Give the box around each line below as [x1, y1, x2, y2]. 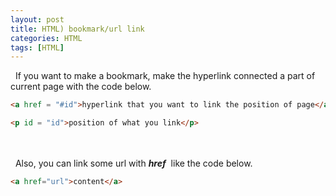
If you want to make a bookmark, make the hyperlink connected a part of [14, 70, 316, 82]
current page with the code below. [10, 81, 152, 93]
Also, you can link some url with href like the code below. [14, 157, 253, 169]
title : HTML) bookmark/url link [10, 24, 145, 34]
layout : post [10, 14, 65, 25]
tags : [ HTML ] [10, 42, 65, 53]
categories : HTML [10, 33, 83, 43]
